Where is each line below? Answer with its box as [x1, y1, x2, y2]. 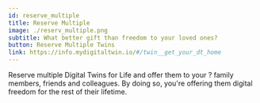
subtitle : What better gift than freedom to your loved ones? [8, 33, 218, 42]
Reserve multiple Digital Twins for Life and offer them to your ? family [8, 71, 234, 79]
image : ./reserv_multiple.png [8, 26, 109, 34]
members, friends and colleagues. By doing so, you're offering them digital [8, 78, 253, 88]
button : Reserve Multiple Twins [8, 41, 115, 49]
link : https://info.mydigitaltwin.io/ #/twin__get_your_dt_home [8, 48, 222, 56]
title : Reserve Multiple [8, 19, 90, 27]
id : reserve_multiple [8, 11, 80, 20]
